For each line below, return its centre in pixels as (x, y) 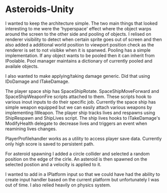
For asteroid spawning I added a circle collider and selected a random (77, 154)
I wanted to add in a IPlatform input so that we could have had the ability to (82, 174)
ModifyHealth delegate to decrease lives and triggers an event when (76, 123)
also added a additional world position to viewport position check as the (80, 44)
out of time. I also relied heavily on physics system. (58, 185)
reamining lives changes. (31, 129)
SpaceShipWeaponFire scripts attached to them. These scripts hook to (78, 96)
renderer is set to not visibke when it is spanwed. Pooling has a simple (78, 50)
